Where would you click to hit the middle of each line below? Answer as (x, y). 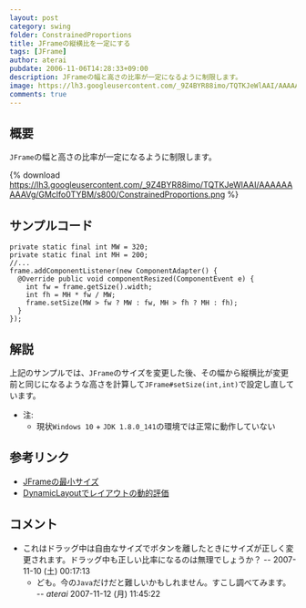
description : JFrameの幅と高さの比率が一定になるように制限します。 (126, 77)
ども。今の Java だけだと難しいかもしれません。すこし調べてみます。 (163, 582)
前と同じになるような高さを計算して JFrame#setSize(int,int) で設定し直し (148, 384)
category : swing (40, 26)
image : (22, 86)
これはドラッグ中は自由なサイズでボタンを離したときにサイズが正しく (154, 548)
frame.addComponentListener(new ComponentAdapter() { (114, 271)
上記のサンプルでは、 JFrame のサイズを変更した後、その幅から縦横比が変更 (149, 372)
